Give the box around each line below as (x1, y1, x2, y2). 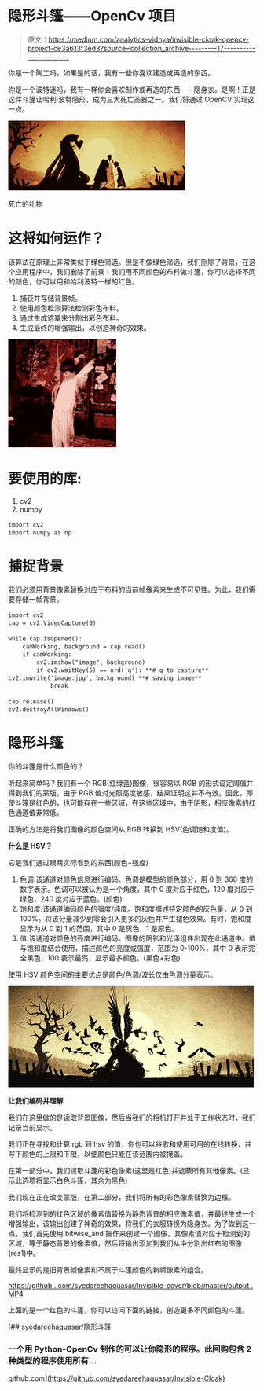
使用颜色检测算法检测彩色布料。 (19, 303, 123, 313)
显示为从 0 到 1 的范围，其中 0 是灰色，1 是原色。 (19, 923, 179, 933)
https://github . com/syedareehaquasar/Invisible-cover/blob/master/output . (8, 1280, 254, 1290)
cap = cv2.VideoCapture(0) (8, 618, 97, 627)
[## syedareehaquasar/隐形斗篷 (8, 1322, 112, 1331)
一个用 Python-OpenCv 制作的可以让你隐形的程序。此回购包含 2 (8, 1343, 252, 1354)
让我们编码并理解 (8, 1096, 64, 1105)
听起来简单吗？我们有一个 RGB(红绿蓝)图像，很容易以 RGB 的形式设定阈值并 (8, 778, 254, 787)
